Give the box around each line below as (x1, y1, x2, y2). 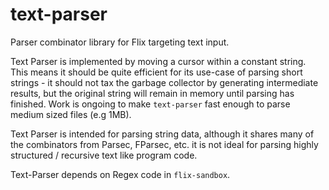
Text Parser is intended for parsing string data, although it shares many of (10, 128, 315, 140)
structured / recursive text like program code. (10, 149, 198, 161)
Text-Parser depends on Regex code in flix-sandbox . (10, 168, 231, 180)
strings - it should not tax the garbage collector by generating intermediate (10, 76, 319, 88)
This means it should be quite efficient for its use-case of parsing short (10, 66, 303, 78)
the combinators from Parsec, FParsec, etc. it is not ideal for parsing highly (10, 138, 319, 150)
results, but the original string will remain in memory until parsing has (10, 87, 295, 99)
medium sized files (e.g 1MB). (10, 108, 132, 120)
